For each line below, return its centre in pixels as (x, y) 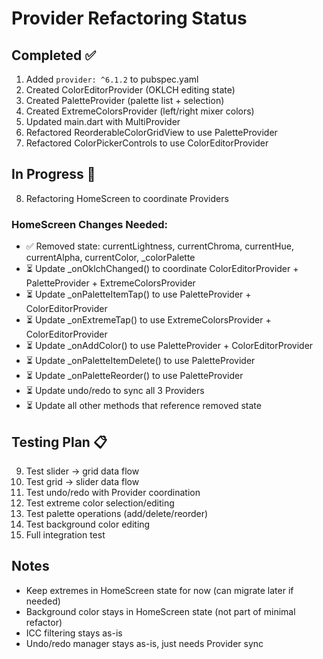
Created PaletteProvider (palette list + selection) (125, 100)
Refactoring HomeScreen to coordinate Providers (127, 198)
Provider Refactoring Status (129, 18)
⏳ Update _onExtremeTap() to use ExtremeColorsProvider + (148, 320)
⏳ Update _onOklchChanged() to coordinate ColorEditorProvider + (162, 269)
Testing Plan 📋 (59, 442)
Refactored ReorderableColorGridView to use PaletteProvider (151, 132)
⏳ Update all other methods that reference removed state (143, 406)
